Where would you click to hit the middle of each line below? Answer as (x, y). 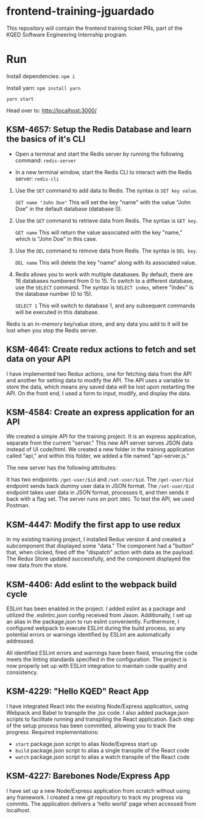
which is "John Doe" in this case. (56, 238)
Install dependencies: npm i (41, 76)
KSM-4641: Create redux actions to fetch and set (101, 350)
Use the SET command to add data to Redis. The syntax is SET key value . (106, 190)
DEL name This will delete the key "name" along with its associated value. (106, 262)
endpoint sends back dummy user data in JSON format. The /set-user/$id (100, 486)
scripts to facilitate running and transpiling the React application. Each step (100, 719)
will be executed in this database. (57, 312)
